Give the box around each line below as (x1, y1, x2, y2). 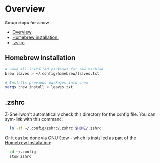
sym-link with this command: (5, 116, 63, 122)
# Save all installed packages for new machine (5, 67, 104, 71)
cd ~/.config (9, 149, 36, 154)
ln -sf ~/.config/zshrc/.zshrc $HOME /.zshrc (9, 126, 101, 131)
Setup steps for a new (5, 20, 50, 25)
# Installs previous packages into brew (5, 80, 89, 85)
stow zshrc (9, 154, 32, 159)
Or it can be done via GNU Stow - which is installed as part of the (5, 135, 137, 140)
